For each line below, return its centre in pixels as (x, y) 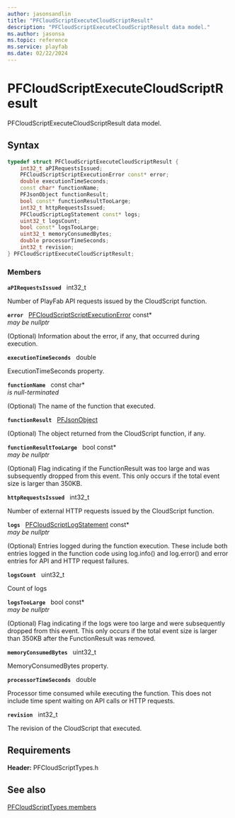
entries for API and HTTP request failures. (68, 561)
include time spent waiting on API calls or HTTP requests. (91, 701)
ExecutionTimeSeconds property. (56, 371)
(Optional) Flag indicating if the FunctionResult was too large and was (109, 469)
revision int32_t (33, 715)
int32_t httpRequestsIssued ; (63, 208)
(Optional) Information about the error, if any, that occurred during (104, 336)
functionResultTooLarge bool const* (62, 448)
